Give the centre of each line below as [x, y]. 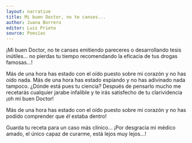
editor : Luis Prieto [31, 28]
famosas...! [20, 63]
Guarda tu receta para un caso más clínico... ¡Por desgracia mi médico [91, 128]
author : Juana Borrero [34, 22]
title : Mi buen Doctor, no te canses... [56, 17]
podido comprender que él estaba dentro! [56, 116]
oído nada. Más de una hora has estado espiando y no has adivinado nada [96, 80]
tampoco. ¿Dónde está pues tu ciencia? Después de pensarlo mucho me [94, 86]
